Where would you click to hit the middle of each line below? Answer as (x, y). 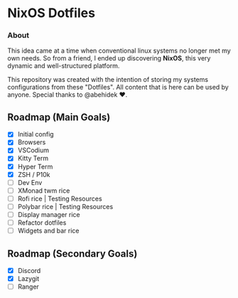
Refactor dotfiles (42, 223)
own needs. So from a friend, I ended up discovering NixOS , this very (109, 58)
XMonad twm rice (44, 191)
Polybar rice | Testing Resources (65, 206)
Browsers (32, 142)
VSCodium (33, 150)
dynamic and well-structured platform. (64, 66)
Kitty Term (33, 159)
